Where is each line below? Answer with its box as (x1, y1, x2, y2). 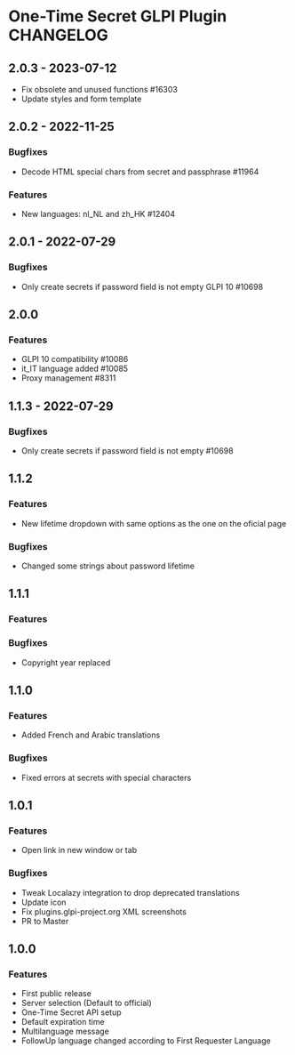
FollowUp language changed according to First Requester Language (20, 1035, 272, 1046)
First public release (20, 988, 92, 999)
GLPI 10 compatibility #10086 (20, 354, 129, 365)
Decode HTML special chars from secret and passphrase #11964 (20, 166, 259, 177)
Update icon (20, 897, 67, 907)
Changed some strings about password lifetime (20, 560, 195, 571)
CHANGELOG (8, 25, 108, 45)
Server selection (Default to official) (20, 998, 152, 1009)
